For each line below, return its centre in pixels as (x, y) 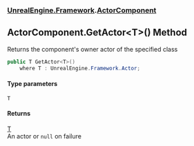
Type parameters (32, 84)
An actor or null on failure (44, 136)
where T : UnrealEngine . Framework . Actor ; (80, 68)
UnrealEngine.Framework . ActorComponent (82, 10)
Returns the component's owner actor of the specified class (93, 49)
